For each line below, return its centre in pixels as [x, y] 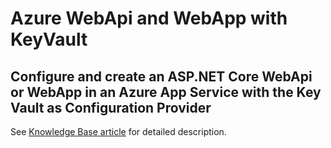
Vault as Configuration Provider [111, 107]
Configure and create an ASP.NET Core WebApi [161, 76]
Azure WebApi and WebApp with [149, 18]
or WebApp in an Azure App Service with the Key [166, 92]
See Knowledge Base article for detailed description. [118, 131]
